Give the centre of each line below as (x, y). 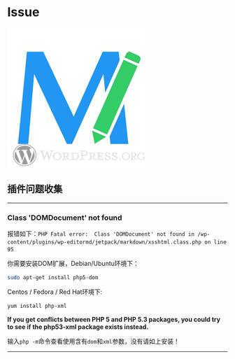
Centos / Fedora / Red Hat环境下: (55, 292)
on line (216, 242)
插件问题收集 (35, 189)
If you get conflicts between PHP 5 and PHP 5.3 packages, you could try (114, 319)
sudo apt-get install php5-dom (53, 278)
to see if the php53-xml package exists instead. (78, 327)
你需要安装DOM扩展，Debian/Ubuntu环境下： (73, 264)
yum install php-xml (37, 306)
